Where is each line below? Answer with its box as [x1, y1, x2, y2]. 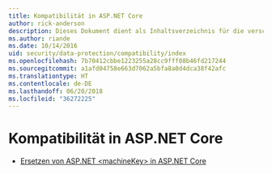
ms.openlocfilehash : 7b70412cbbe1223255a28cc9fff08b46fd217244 [8, 57, 227, 66]
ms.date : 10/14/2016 [8, 42, 79, 50]
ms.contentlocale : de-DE [8, 79, 92, 87]
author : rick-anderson [8, 19, 85, 28]
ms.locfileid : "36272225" [8, 95, 96, 103]
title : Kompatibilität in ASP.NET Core [8, 11, 143, 20]
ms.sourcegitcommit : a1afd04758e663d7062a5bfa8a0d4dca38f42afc [8, 65, 227, 73]
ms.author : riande [8, 34, 70, 43]
